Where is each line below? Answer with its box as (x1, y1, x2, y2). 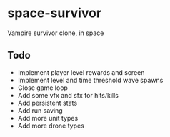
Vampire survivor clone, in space (7, 29, 104, 37)
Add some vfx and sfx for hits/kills (17, 91, 119, 99)
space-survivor (7, 5, 102, 21)
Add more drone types (17, 121, 84, 130)
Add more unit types (17, 113, 79, 122)
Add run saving (17, 106, 63, 115)
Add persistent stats (17, 98, 77, 107)
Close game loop (17, 83, 68, 92)
